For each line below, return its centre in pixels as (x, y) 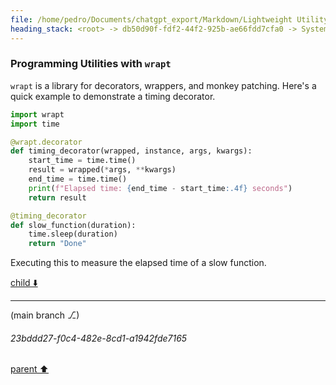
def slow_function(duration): (73, 225)
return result (57, 197)
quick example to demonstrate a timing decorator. (113, 96)
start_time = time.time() (82, 161)
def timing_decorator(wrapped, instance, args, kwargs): (131, 151)
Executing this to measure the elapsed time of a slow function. (138, 263)
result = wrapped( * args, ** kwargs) (102, 170)
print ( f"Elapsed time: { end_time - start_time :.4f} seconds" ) (160, 188)
